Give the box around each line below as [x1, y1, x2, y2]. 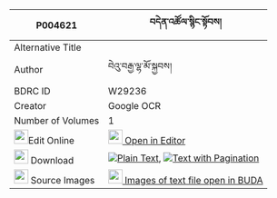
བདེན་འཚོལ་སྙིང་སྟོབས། [149, 15, 223, 28]
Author [14, 63, 44, 75]
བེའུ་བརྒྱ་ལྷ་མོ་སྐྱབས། [107, 60, 173, 72]
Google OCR [107, 100, 162, 112]
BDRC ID [14, 85, 52, 97]
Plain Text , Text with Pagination [116, 152, 260, 164]
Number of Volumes [14, 114, 100, 126]
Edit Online [28, 134, 75, 146]
